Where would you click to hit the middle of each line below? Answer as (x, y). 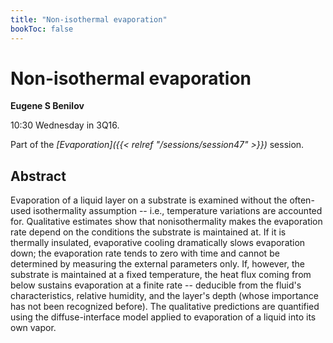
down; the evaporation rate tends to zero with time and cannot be (145, 253)
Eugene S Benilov (47, 106)
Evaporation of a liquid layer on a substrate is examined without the (149, 200)
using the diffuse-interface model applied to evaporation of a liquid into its (163, 317)
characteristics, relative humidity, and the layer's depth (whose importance (164, 296)
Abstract (38, 176)
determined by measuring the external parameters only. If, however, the (157, 264)
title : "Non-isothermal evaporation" (89, 19)
